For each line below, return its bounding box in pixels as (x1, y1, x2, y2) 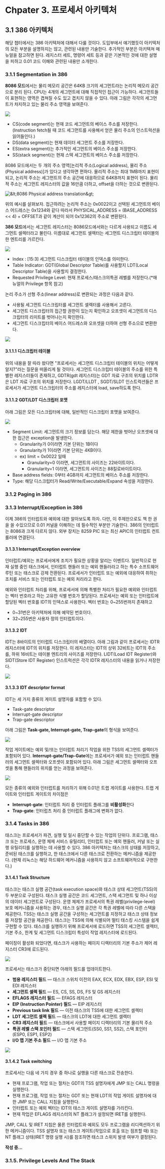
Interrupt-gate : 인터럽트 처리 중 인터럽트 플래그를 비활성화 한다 (12, 801, 134, 807)
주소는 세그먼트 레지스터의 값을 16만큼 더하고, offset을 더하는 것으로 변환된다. (10, 181, 159, 187)
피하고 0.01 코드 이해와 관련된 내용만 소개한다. (10, 58, 99, 64)
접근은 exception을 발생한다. (17, 434, 73, 440)
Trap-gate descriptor (12, 716, 55, 722)
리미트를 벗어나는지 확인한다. (29, 314, 85, 320)
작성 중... (5, 1145, 23, 1151)
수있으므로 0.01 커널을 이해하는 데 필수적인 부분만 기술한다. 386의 (15, 522, 142, 528)
